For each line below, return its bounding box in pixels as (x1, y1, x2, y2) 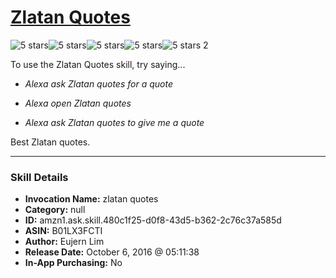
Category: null (24, 204, 86, 216)
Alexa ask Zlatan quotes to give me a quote (24, 116, 205, 128)
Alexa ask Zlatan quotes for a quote (24, 77, 173, 90)
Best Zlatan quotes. (10, 136, 91, 148)
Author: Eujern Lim (24, 236, 105, 248)
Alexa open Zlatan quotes (24, 97, 132, 109)
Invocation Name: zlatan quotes (24, 193, 159, 205)
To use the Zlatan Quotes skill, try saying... (10, 58, 186, 70)
